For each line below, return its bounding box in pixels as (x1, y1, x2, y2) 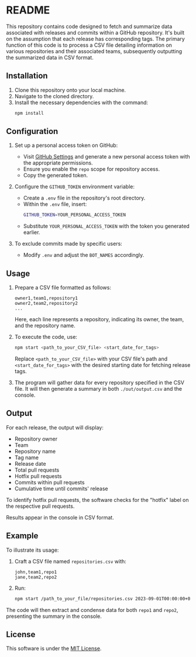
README (6, 4, 50, 17)
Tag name (14, 454, 39, 461)
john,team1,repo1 (14, 569, 57, 575)
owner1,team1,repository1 (14, 295, 78, 301)
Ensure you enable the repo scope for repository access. (23, 166, 160, 173)
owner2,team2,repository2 (14, 301, 78, 307)
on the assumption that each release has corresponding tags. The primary (6, 35, 185, 42)
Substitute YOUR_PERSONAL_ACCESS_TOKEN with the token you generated (23, 223, 190, 230)
